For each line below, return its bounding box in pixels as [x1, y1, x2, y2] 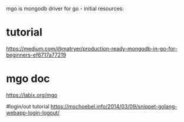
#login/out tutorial [6, 103, 50, 110]
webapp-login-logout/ [6, 109, 60, 116]
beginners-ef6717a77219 [6, 51, 67, 58]
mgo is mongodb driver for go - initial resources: [6, 5, 124, 12]
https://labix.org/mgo [6, 91, 58, 98]
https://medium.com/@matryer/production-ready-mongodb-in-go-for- [6, 45, 178, 52]
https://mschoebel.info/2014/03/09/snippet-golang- [50, 103, 178, 110]
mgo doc [6, 72, 50, 85]
